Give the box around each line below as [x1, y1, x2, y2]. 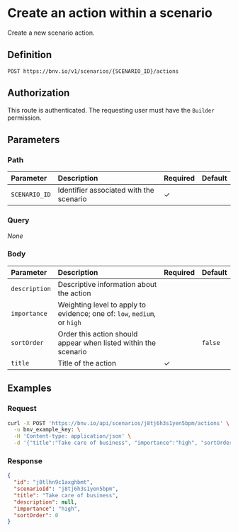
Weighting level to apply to [57, 300, 147, 310]
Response [7, 455, 42, 465]
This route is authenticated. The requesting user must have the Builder [7, 106, 215, 114]
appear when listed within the [57, 338, 157, 348]
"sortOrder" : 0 [13, 511, 59, 519]
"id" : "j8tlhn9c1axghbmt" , [13, 479, 93, 486]
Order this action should [57, 329, 138, 339]
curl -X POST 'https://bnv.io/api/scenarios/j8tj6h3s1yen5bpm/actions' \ [7, 419, 230, 426]
